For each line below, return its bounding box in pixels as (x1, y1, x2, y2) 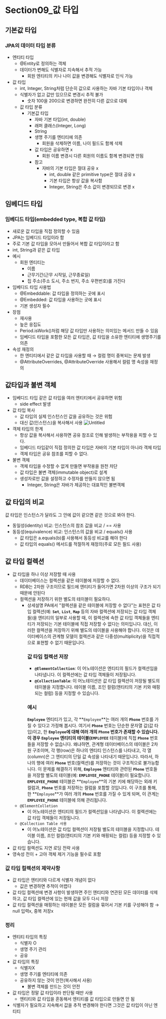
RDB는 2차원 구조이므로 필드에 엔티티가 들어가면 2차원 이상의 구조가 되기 (19, 584, 161, 590)
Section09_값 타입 (5, 4, 79, 16)
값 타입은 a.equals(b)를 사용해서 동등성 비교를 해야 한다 (19, 535, 128, 541)
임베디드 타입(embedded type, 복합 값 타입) (5, 216, 106, 223)
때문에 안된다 (19, 590, 46, 595)
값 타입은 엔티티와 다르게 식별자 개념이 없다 (12, 877, 96, 883)
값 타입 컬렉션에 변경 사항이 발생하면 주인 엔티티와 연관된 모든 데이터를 (12, 889, 149, 895)
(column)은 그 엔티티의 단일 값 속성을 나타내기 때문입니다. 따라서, (27, 754, 154, 760)
